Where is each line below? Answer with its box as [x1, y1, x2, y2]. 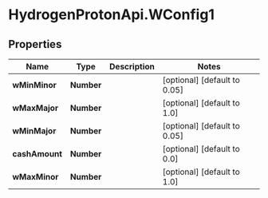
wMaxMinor [12, 172, 59, 182]
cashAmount [12, 148, 62, 159]
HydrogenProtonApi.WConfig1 [8, 6, 215, 24]
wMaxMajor [12, 102, 58, 113]
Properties [8, 38, 62, 51]
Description [108, 61, 156, 72]
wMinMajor [12, 125, 57, 137]
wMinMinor [12, 80, 57, 90]
